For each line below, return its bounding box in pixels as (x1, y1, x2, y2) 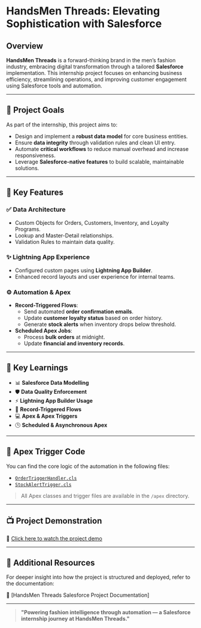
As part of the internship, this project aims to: (6, 121, 118, 128)
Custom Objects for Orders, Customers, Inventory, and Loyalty (14, 219, 169, 226)
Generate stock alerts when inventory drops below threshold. (23, 321, 176, 328)
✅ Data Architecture (6, 206, 66, 214)
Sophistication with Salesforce (6, 17, 162, 31)
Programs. (14, 225, 41, 233)
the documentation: (6, 580, 55, 587)
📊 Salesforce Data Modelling (14, 379, 89, 386)
